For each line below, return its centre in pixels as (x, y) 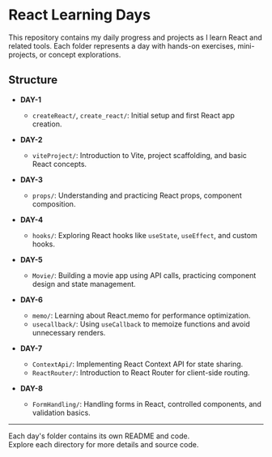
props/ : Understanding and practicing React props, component (137, 195)
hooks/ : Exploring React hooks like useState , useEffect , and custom (144, 235)
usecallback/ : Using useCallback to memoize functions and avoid (141, 324)
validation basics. (61, 412)
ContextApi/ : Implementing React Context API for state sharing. (138, 364)
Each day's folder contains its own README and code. (99, 436)
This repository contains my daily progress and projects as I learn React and (136, 37)
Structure (33, 80)
